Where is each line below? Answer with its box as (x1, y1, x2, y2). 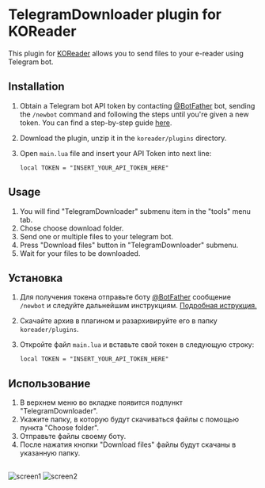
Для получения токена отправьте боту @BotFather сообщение (19, 292, 232, 302)
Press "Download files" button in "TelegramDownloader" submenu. (19, 240, 239, 250)
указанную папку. (19, 448, 81, 458)
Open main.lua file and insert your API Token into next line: (19, 148, 212, 158)
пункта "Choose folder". (19, 423, 100, 433)
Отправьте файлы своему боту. (19, 432, 127, 441)
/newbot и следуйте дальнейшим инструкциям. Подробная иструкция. (19, 301, 257, 311)
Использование (8, 376, 91, 390)
